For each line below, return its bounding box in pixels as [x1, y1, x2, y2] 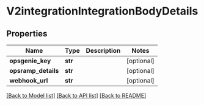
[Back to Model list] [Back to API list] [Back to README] [6, 92, 147, 99]
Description [86, 47, 121, 55]
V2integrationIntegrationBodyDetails [6, 4, 199, 18]
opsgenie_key [9, 56, 51, 65]
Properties [6, 29, 48, 39]
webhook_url [9, 76, 48, 84]
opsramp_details [9, 67, 59, 75]
